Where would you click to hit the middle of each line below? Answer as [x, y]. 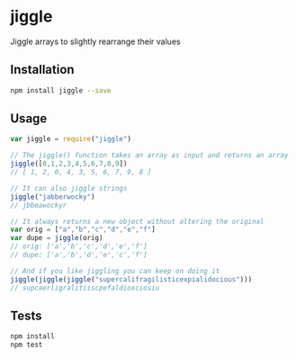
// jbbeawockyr [39, 205]
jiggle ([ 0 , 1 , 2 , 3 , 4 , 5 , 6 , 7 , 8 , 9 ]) [69, 164]
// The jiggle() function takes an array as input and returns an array [149, 156]
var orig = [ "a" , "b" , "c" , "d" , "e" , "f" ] [83, 230]
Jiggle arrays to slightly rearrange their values [95, 41]
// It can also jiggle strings [69, 188]
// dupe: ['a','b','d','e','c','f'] [79, 255]
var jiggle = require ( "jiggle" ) [71, 139]
